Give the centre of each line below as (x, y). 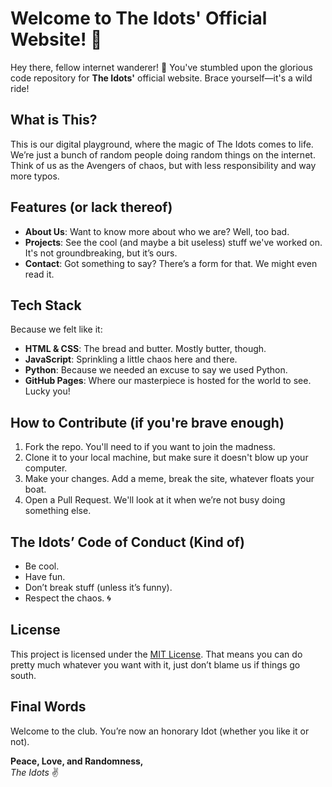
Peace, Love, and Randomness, (77, 761)
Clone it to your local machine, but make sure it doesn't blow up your (166, 458)
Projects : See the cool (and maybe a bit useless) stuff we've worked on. (173, 242)
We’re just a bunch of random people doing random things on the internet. (163, 154)
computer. (46, 468)
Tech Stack (46, 305)
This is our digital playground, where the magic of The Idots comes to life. (162, 144)
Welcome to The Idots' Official (139, 18)
